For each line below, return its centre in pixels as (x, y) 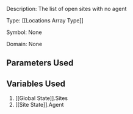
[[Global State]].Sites (41, 98)
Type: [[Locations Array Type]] (45, 20)
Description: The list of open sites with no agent (66, 9)
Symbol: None (24, 32)
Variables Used (36, 83)
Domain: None (24, 44)
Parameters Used (40, 63)
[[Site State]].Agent (39, 105)
